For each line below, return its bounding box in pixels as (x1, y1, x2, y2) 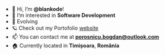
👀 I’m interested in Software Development (11, 12, 116, 19)
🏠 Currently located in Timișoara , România (11, 42, 120, 49)
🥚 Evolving (11, 18, 38, 25)
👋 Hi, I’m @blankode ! (11, 6, 64, 12)
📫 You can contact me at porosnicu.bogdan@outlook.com (11, 33, 159, 40)
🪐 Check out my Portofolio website (11, 25, 99, 32)
